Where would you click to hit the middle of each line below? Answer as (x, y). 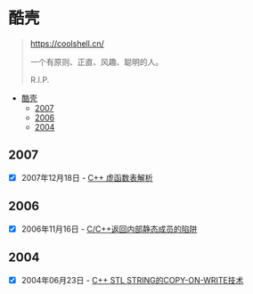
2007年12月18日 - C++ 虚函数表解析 (87, 177)
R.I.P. (40, 79)
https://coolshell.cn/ (67, 43)
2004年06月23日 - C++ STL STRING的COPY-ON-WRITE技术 (132, 280)
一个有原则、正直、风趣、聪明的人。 (97, 61)
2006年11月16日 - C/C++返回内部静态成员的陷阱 (109, 229)
